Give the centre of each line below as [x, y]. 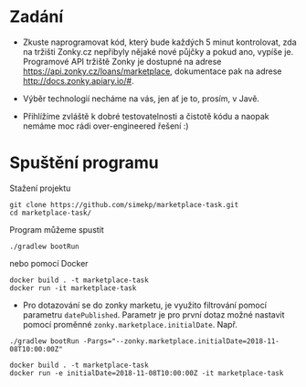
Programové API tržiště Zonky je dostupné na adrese [122, 61]
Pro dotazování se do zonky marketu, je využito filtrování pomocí [145, 305]
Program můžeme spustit [57, 229]
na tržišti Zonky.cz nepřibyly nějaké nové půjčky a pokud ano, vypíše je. [158, 51]
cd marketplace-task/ [51, 213]
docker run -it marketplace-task [73, 288]
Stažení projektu [40, 188]
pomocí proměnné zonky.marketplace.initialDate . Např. [130, 324]
